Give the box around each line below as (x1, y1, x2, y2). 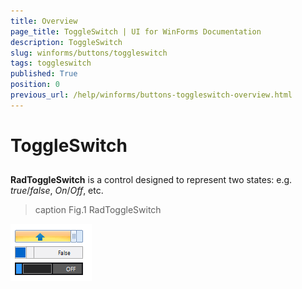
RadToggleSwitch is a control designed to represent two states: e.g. (10, 174, 293, 186)
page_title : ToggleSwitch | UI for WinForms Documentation (10, 26, 262, 37)
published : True (10, 69, 78, 79)
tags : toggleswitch (10, 58, 92, 69)
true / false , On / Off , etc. (10, 185, 104, 197)
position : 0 (10, 80, 60, 90)
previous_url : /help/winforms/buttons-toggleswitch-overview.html (10, 90, 293, 100)
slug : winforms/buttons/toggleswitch (10, 48, 168, 58)
